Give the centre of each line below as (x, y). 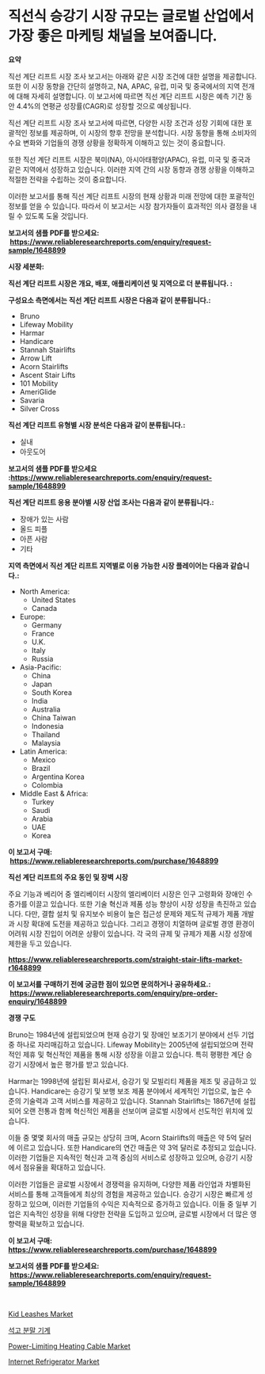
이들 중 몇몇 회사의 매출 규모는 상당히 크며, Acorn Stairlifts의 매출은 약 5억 (123, 1137)
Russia (42, 658)
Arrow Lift (36, 358)
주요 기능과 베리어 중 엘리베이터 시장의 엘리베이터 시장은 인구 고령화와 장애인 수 (131, 894)
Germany (46, 625)
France (43, 633)
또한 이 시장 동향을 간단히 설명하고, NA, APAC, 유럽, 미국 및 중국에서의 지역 (124, 86)
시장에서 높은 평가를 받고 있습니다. (76, 1064)
